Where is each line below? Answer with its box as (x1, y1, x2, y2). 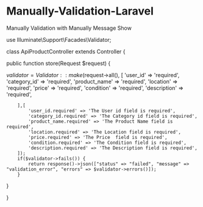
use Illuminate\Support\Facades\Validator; (6, 36, 112, 43)
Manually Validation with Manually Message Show (6, 24, 132, 32)
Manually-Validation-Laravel (6, 4, 154, 18)
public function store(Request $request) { (6, 59, 111, 67)
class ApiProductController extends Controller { (6, 47, 126, 55)
